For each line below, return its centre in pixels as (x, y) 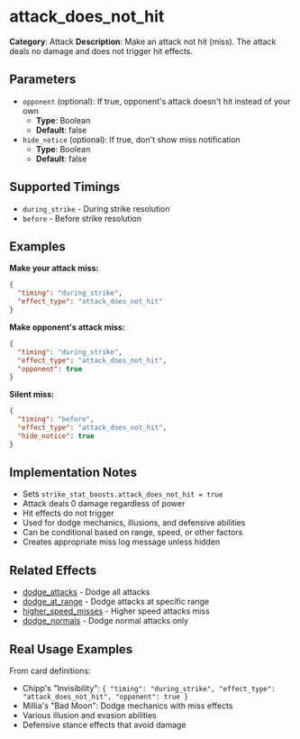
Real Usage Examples (71, 649)
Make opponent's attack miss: (68, 327)
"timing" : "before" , (56, 420)
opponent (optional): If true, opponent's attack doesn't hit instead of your (156, 101)
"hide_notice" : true (56, 436)
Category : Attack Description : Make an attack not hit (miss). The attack (143, 41)
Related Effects (53, 570)
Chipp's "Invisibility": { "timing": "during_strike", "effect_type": (149, 689)
